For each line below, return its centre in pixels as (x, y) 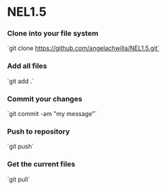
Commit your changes (45, 99)
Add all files (27, 66)
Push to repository (39, 131)
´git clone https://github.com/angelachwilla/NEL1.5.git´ (83, 48)
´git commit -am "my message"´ (52, 114)
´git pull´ (19, 179)
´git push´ (21, 146)
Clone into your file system (53, 34)
